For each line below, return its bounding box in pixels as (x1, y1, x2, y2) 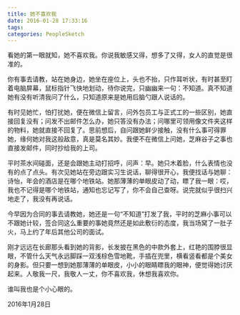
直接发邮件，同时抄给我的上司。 (7, 144, 101, 152)
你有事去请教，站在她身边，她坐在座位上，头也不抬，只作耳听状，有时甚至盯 (7, 75, 233, 84)
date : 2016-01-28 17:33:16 (7, 17, 88, 24)
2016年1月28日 (7, 300, 51, 309)
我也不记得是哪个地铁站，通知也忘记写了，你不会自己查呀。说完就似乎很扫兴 (7, 186, 233, 194)
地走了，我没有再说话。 (7, 194, 76, 204)
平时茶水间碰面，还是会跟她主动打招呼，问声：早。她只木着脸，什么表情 (7, 159, 220, 168)
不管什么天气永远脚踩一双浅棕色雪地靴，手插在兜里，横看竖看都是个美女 (19, 251, 233, 261)
